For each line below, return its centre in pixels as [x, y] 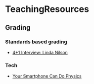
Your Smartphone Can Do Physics [47, 76]
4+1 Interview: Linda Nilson [40, 52]
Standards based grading [36, 42]
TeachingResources [47, 9]
